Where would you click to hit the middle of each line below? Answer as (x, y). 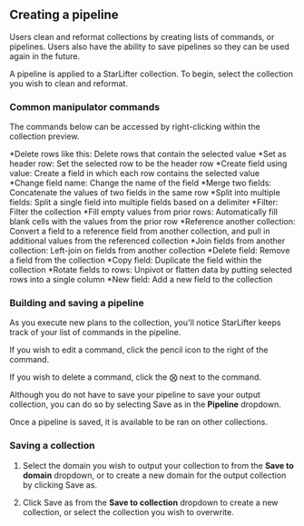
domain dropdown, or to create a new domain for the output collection (154, 475)
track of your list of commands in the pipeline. (95, 332)
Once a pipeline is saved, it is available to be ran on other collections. (138, 422)
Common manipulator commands (85, 106)
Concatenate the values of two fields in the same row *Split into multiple (145, 193)
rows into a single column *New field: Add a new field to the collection (141, 280)
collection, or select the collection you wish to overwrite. (128, 511)
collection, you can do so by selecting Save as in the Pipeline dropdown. (145, 404)
